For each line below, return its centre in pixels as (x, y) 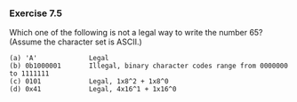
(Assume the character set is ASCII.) (76, 42)
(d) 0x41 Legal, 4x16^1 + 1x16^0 (93, 90)
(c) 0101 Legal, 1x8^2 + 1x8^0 (89, 82)
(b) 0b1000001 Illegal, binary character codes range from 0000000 (149, 66)
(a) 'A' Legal (59, 59)
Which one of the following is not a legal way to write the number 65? (136, 33)
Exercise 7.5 (36, 13)
